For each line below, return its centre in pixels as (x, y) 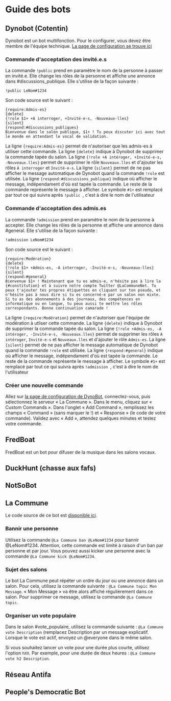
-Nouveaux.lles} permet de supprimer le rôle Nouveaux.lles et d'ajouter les (84, 162)
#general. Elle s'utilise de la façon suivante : (52, 230)
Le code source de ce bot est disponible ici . (51, 516)
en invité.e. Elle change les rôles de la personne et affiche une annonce (80, 76)
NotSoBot (21, 486)
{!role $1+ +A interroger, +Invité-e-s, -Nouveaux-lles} (67, 119)
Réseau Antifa (28, 675)
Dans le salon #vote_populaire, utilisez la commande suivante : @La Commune (84, 627)
